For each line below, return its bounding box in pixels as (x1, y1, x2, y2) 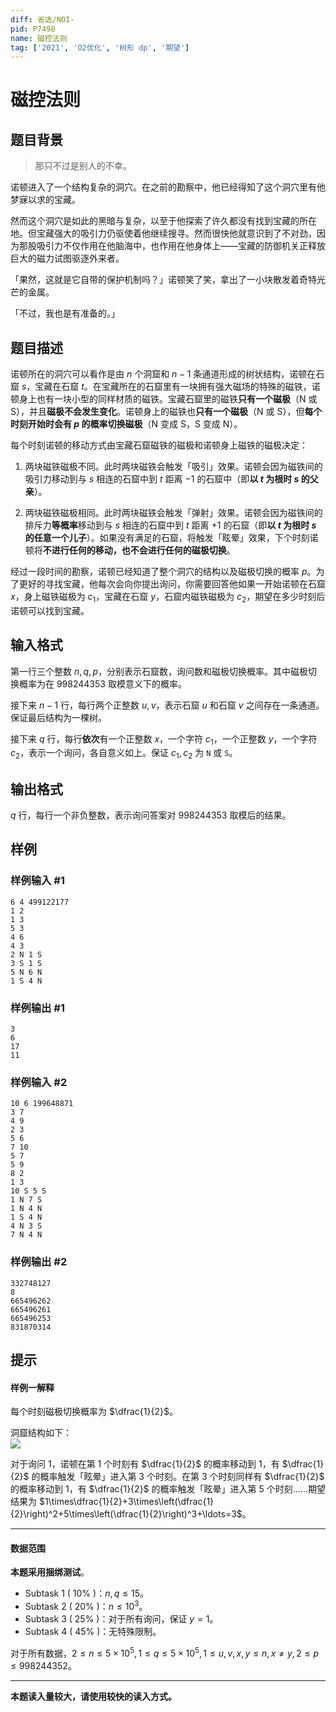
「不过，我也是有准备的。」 (10, 307, 120, 320)
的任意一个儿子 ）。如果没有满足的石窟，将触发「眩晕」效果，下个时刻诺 (24, 532, 319, 544)
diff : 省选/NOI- (10, 14, 75, 25)
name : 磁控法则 (10, 33, 68, 43)
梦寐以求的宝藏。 (10, 194, 81, 206)
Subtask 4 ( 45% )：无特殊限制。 (24, 1626, 162, 1638)
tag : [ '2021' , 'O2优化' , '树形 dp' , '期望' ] (10, 42, 190, 53)
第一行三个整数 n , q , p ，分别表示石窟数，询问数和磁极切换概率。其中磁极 (10, 665, 309, 677)
